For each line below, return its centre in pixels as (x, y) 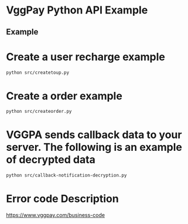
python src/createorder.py (39, 112)
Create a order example (64, 96)
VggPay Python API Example (77, 10)
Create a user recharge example (86, 57)
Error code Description (62, 199)
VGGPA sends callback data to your (94, 135)
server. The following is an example (94, 147)
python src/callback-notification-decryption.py (66, 175)
